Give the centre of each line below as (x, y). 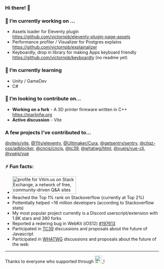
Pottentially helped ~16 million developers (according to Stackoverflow (83, 203)
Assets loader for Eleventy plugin (45, 32)
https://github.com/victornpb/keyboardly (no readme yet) (70, 58)
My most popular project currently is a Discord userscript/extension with (85, 213)
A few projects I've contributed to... (48, 133)
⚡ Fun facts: (20, 167)
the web (20, 245)
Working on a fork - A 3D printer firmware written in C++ (70, 109)
